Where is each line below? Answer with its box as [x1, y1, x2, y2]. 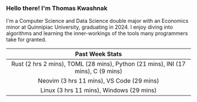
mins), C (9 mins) [74, 67, 123, 76]
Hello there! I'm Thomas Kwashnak [6, 4, 108, 12]
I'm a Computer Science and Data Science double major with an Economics [6, 18, 189, 25]
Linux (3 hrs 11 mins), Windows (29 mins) [40, 86, 157, 94]
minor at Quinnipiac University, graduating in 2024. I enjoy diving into [6, 23, 173, 30]
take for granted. [6, 36, 47, 43]
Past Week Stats [75, 50, 122, 58]
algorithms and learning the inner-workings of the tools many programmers [6, 30, 188, 37]
